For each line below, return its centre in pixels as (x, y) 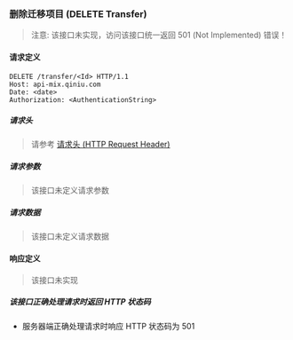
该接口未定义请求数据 (70, 236)
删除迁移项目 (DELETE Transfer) (78, 13)
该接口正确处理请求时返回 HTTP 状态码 (80, 302)
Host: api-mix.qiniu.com (55, 84)
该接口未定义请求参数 (70, 190)
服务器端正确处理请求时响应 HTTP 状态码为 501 (108, 326)
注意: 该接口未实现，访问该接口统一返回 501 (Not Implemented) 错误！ (159, 35)
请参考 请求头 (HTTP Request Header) (100, 145)
